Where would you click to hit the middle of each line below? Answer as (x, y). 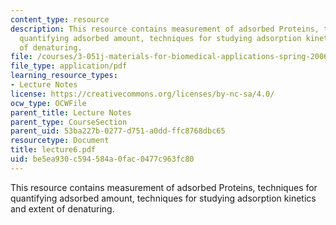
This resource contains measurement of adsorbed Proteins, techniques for (164, 187)
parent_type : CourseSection (69, 122)
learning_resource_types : (64, 76)
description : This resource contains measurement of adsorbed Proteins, (165, 29)
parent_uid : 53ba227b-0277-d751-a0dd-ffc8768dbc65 (118, 131)
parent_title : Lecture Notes (71, 112)
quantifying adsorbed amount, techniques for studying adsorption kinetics (163, 198)
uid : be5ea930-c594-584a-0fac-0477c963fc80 (102, 159)
